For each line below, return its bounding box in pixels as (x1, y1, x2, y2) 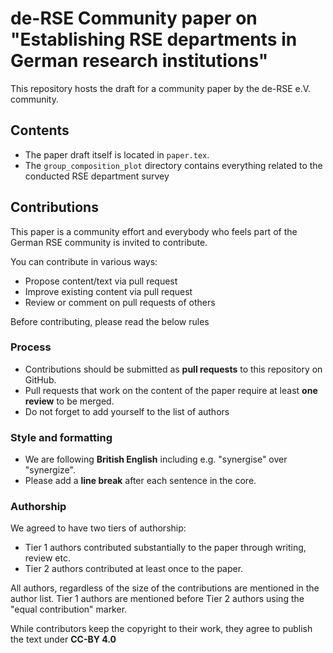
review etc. (24, 552, 71, 564)
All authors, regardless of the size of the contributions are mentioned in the (10, 582, 320, 594)
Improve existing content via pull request (24, 285, 193, 297)
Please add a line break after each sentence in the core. (24, 475, 257, 487)
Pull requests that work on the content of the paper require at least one (24, 384, 318, 396)
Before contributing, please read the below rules (10, 315, 210, 327)
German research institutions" (10, 50, 269, 72)
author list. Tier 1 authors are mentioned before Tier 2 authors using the (10, 593, 305, 605)
